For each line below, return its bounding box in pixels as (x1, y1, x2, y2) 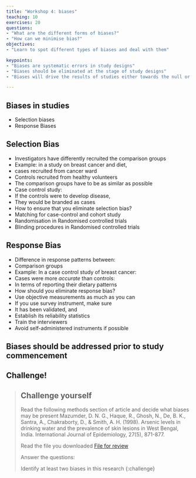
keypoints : (6, 57, 33, 63)
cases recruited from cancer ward (14, 167, 97, 174)
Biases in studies (6, 100, 70, 110)
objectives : (6, 42, 35, 48)
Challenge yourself (20, 391, 92, 401)
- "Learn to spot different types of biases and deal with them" (6, 47, 169, 53)
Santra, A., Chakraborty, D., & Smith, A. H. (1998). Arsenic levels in (20, 419, 181, 426)
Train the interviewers (14, 318, 67, 326)
